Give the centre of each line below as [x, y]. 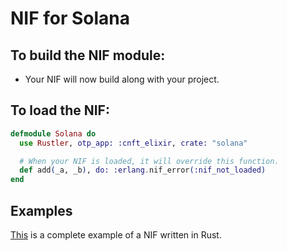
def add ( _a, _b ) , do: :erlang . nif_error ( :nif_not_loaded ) [143, 170]
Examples [41, 210]
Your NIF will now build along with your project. [122, 79]
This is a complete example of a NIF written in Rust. [116, 235]
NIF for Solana [70, 18]
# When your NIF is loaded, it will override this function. [149, 161]
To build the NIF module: [88, 55]
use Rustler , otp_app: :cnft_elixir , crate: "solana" [133, 143]
